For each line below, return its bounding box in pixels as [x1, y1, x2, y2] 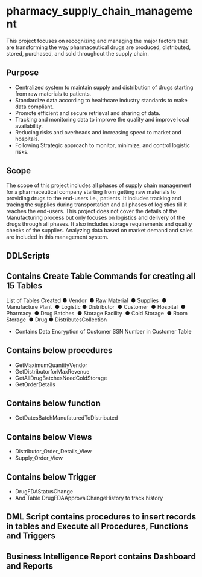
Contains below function [6, 398, 101, 408]
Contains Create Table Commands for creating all [6, 271, 196, 282]
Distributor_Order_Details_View [14, 448, 92, 455]
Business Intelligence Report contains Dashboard [6, 551, 196, 561]
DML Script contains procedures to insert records [6, 512, 197, 522]
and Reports [6, 561, 53, 571]
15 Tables [6, 280, 42, 291]
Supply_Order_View [14, 454, 63, 461]
